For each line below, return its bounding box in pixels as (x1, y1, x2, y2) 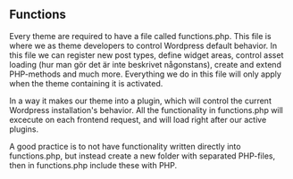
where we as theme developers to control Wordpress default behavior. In (9, 40, 278, 51)
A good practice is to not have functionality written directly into (9, 141, 241, 151)
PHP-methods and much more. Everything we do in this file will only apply (9, 69, 281, 79)
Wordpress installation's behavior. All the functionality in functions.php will (9, 104, 284, 115)
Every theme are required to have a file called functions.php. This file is (9, 30, 272, 41)
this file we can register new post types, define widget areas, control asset (9, 49, 284, 61)
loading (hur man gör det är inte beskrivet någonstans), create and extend (9, 59, 281, 69)
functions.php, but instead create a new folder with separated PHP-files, (9, 151, 275, 161)
